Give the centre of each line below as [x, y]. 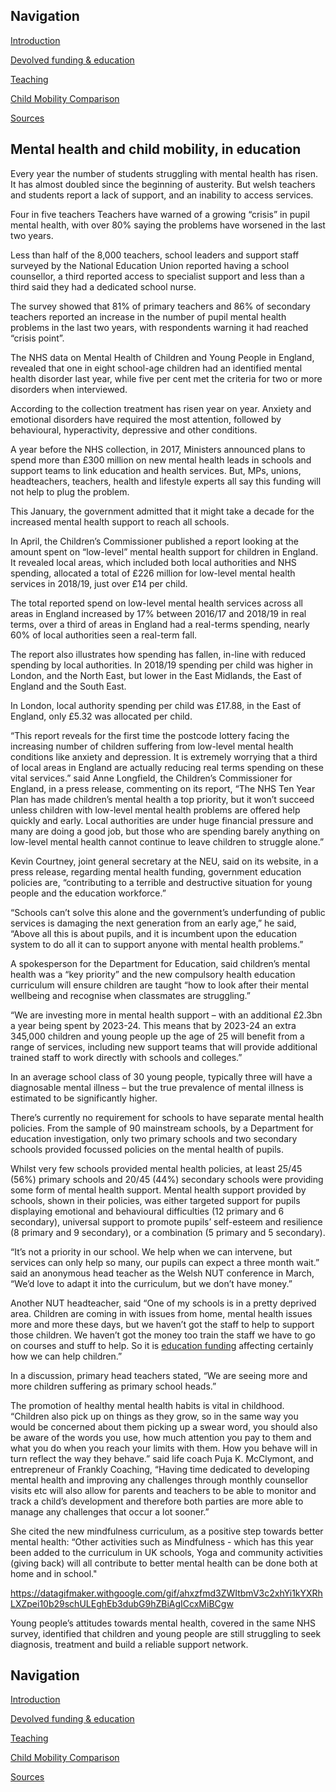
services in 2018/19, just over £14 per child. [99, 583]
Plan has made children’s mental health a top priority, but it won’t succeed [162, 799]
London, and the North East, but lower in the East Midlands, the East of [156, 675]
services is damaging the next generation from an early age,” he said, [153, 923]
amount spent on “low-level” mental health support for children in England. [164, 551]
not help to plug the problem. [70, 491]
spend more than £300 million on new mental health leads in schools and [161, 460]
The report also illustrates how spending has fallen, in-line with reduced [158, 654]
